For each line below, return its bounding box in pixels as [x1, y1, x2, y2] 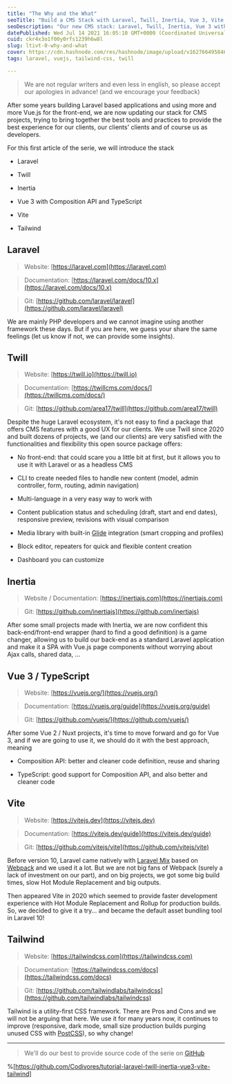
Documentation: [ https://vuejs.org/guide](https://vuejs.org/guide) [23, 702, 211, 710]
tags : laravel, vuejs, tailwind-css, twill [7, 55, 135, 62]
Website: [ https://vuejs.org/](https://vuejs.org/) [23, 689, 158, 697]
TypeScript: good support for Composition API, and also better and [17, 770, 208, 778]
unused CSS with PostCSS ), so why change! [7, 1029, 133, 1037]
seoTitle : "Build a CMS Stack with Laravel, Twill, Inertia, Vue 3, [7, 17, 209, 24]
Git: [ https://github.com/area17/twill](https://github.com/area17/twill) [23, 404, 218, 413]
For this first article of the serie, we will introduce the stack [7, 143, 175, 152]
